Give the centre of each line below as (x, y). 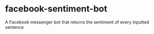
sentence (14, 27)
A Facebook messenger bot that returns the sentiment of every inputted (77, 22)
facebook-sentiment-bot (56, 9)
